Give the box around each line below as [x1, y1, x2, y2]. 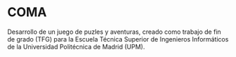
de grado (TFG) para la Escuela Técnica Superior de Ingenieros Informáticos [7, 34, 229, 43]
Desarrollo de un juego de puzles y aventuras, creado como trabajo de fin [7, 27, 222, 36]
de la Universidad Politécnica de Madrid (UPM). [7, 42, 146, 51]
